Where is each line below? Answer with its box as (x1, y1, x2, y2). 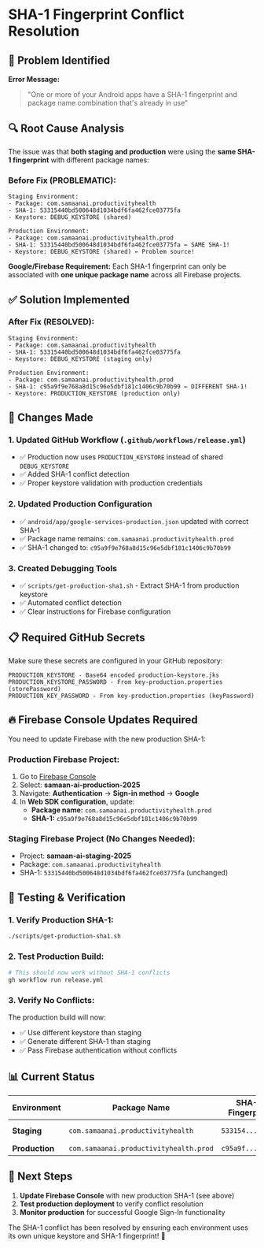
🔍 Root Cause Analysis (8, 122, 124, 136)
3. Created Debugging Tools (8, 563, 118, 574)
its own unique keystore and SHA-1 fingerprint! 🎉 (8, 1231, 167, 1240)
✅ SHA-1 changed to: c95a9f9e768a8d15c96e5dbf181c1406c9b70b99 (19, 542, 232, 552)
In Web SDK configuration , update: (19, 797, 135, 806)
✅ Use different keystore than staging (19, 1028, 142, 1038)
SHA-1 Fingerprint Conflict (8, 6, 185, 24)
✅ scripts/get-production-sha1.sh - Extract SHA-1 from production (19, 581, 240, 590)
